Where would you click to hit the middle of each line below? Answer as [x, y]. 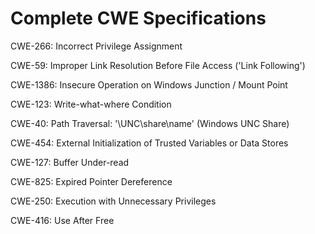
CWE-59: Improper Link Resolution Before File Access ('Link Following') [158, 65]
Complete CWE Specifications [138, 18]
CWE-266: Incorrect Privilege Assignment [96, 46]
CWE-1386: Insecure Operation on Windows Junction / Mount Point [149, 84]
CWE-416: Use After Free [62, 220]
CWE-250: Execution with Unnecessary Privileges [113, 201]
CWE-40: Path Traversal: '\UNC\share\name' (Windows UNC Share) [150, 123]
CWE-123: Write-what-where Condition [91, 104]
